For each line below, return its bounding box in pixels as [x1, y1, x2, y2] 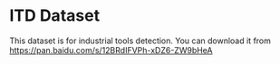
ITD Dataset [9, 5, 101, 26]
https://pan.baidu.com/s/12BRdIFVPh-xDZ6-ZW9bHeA [9, 44, 213, 55]
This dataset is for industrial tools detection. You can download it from [9, 35, 272, 46]
